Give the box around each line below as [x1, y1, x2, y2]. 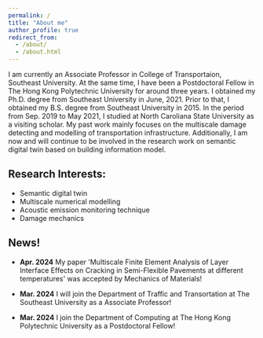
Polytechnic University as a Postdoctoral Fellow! [19, 321, 176, 330]
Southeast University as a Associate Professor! [19, 297, 172, 307]
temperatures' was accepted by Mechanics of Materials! [19, 274, 203, 283]
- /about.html [15, 48, 61, 56]
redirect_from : [8, 33, 58, 42]
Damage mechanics [19, 213, 85, 222]
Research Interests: [8, 167, 106, 181]
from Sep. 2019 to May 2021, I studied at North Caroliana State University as [8, 112, 254, 120]
